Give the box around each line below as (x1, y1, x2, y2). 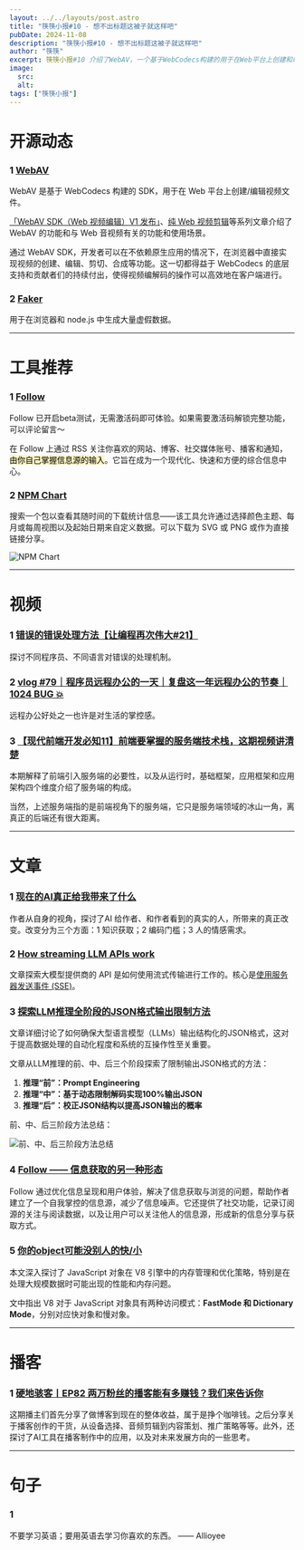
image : (9, 64, 34, 73)
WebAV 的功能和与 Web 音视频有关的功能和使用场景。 (9, 227, 211, 238)
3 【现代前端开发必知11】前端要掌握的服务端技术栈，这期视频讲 (9, 735, 285, 747)
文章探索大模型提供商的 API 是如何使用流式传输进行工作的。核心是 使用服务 (9, 968, 289, 979)
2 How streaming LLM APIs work (9, 948, 156, 960)
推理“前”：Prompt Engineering (22, 1077, 140, 1088)
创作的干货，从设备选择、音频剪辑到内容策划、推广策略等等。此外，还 (33, 1420, 295, 1431)
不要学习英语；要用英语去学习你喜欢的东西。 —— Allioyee (9, 1530, 226, 1541)
